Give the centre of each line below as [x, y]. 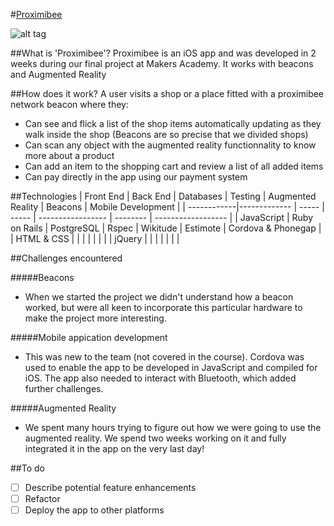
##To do [27, 468]
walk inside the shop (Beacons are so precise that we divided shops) [166, 134]
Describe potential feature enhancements [110, 487]
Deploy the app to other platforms [94, 510]
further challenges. [64, 388]
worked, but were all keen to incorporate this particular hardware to [163, 307]
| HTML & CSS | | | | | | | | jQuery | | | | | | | [95, 238]
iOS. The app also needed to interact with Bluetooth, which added [160, 378]
